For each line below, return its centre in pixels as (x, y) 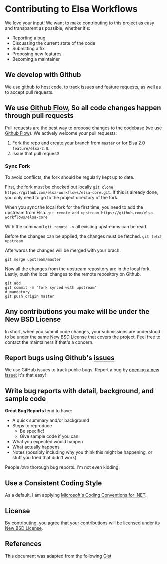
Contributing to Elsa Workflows (72, 9)
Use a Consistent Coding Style (54, 483)
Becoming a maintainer (36, 59)
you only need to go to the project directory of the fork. (62, 197)
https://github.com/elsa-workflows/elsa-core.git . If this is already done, (82, 192)
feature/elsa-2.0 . (31, 148)
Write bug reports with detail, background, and (79, 391)
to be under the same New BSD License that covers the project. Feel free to (83, 337)
